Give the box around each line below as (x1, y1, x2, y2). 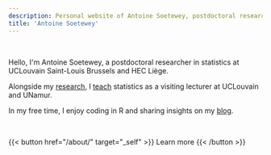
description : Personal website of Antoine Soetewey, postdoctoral (8, 11, 236, 20)
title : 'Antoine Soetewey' (8, 19, 99, 27)
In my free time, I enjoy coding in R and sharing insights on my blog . (8, 106, 234, 115)
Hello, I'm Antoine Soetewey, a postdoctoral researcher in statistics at (8, 57, 240, 67)
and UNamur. (8, 90, 52, 99)
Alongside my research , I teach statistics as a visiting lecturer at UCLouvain (8, 82, 260, 91)
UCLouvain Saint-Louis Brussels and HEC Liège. (8, 65, 169, 75)
